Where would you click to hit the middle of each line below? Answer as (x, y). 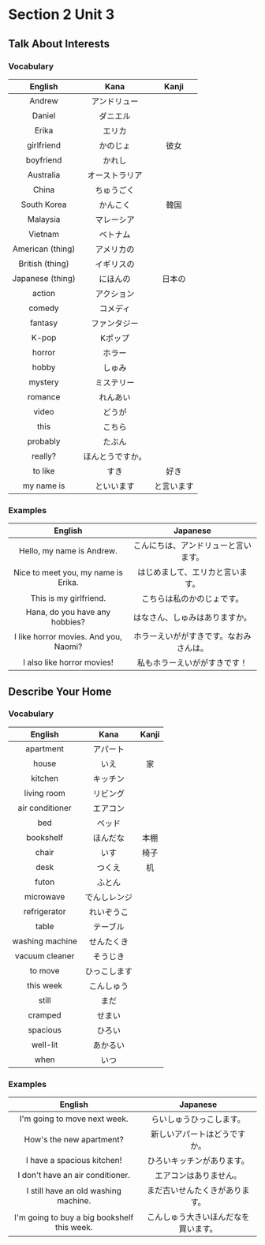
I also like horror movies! (68, 662)
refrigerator (45, 911)
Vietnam (44, 234)
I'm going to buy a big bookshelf (74, 1217)
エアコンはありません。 (198, 1176)
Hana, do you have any (68, 612)
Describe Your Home (60, 691)
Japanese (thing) (44, 278)
